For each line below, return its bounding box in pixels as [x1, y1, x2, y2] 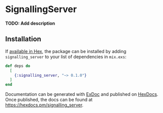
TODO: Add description [5, 20, 56, 26]
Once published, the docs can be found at [5, 97, 93, 103]
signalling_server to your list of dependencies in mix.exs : [5, 53, 127, 60]
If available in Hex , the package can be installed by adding [5, 48, 127, 54]
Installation [5, 35, 41, 43]
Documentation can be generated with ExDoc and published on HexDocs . [5, 91, 158, 97]
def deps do [5, 63, 30, 69]
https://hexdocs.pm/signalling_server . [5, 102, 84, 108]
